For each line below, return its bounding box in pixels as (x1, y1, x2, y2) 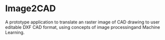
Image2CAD (5, 3, 56, 14)
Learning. (5, 29, 25, 35)
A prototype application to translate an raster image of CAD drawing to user (5, 19, 160, 25)
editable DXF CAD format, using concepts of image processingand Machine (5, 24, 161, 30)
